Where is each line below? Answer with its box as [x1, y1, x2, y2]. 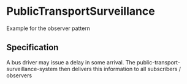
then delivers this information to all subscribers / [59, 65, 181, 72]
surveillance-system [6, 65, 58, 72]
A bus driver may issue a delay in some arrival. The [6, 58, 136, 66]
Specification [6, 42, 59, 53]
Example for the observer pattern [6, 25, 91, 32]
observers [6, 72, 32, 79]
